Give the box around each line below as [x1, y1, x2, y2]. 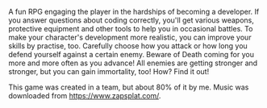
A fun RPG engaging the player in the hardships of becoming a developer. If [8, 7, 260, 16]
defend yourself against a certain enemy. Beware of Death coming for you [8, 50, 254, 59]
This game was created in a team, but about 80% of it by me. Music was [8, 82, 249, 92]
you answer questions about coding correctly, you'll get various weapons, [8, 15, 254, 25]
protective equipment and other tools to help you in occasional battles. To [8, 24, 253, 33]
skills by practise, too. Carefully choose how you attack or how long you [8, 41, 248, 51]
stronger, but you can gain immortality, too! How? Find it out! [8, 67, 210, 76]
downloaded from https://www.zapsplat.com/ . [8, 91, 161, 100]
